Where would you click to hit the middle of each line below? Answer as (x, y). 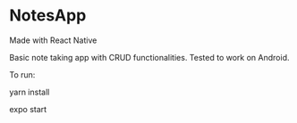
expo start (28, 109)
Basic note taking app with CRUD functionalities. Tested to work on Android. (149, 57)
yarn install (30, 92)
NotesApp (48, 16)
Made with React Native (53, 40)
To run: (22, 74)
